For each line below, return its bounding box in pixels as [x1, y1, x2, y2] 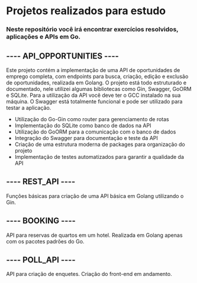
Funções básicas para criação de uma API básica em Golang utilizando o [6, 192, 184, 199]
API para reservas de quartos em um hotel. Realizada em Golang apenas [6, 232, 183, 239]
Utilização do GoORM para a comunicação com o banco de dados [14, 128, 176, 135]
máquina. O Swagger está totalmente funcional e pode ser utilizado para [6, 97, 183, 105]
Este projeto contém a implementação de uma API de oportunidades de [6, 66, 180, 73]
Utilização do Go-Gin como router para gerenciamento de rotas [14, 115, 170, 122]
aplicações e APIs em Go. [6, 32, 81, 41]
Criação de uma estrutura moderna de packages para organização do [14, 141, 185, 148]
